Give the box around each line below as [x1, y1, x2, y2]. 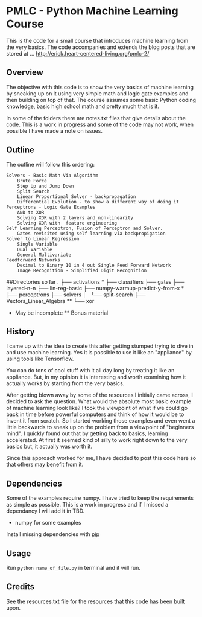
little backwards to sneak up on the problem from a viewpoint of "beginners [6, 424, 194, 431]
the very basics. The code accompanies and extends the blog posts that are [6, 43, 195, 51]
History [6, 326, 35, 336]
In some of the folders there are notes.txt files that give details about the [6, 114, 186, 121]
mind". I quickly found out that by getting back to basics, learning [6, 430, 168, 437]
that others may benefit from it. [6, 461, 84, 468]
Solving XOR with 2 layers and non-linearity [17, 214, 134, 221]
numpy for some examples [14, 519, 81, 526]
